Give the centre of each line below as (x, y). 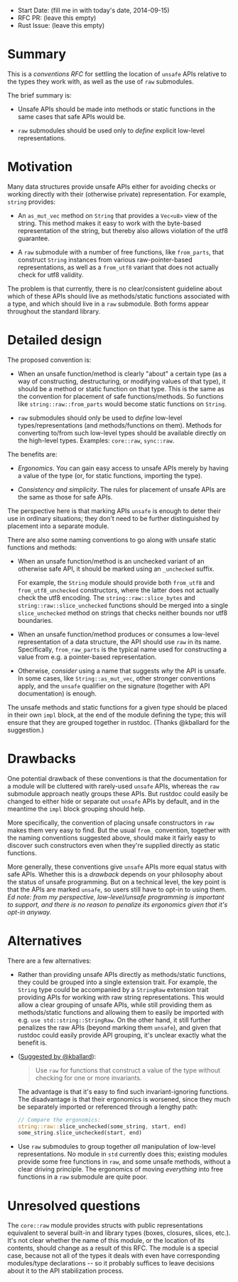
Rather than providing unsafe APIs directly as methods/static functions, (122, 974)
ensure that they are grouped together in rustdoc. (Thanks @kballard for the (119, 722)
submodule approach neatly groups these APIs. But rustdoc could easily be (118, 793)
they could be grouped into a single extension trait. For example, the (118, 982)
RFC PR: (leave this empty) (57, 18)
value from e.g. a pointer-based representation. (87, 657)
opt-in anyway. (29, 912)
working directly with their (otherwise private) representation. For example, (117, 194)
